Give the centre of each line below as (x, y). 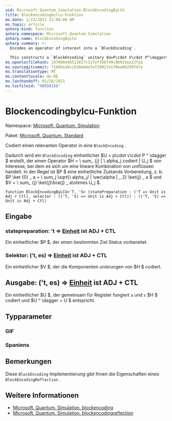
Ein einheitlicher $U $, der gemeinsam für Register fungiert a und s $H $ (81, 295)
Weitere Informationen (42, 395)
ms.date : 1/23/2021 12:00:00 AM (40, 19)
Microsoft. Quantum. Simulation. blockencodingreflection (73, 413)
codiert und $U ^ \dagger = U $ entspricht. (50, 301)
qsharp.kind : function (29, 29)
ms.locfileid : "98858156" (33, 86)
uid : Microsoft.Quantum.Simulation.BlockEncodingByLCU (65, 10)
